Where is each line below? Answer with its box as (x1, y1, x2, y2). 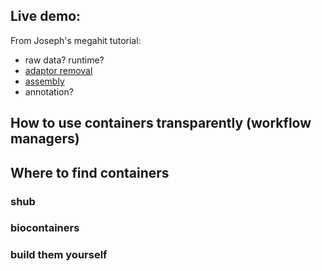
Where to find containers (10, 164, 170, 181)
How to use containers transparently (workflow (10, 115, 312, 132)
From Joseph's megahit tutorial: (10, 34, 142, 46)
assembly (24, 75, 65, 87)
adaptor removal (24, 64, 93, 76)
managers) (10, 130, 80, 148)
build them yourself (10, 248, 108, 262)
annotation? (24, 85, 74, 98)
